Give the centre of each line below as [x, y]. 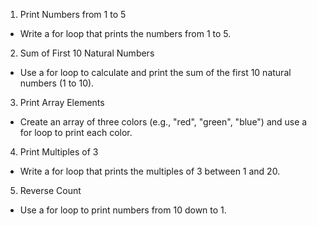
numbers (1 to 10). [57, 83]
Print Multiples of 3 [59, 152]
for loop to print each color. [76, 132]
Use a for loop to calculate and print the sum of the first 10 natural [155, 72]
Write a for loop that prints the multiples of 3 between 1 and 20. [150, 171]
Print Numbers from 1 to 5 [73, 14]
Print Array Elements [62, 102]
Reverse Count [50, 190]
